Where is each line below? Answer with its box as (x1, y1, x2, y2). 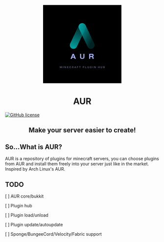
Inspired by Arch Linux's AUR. (5, 166, 65, 172)
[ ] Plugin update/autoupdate (5, 221, 63, 227)
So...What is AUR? (5, 143, 62, 151)
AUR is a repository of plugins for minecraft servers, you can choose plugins (5, 156, 159, 162)
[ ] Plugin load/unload (5, 212, 49, 218)
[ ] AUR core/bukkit (5, 193, 44, 199)
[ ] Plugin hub (5, 202, 33, 208)
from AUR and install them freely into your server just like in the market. (5, 161, 149, 167)
